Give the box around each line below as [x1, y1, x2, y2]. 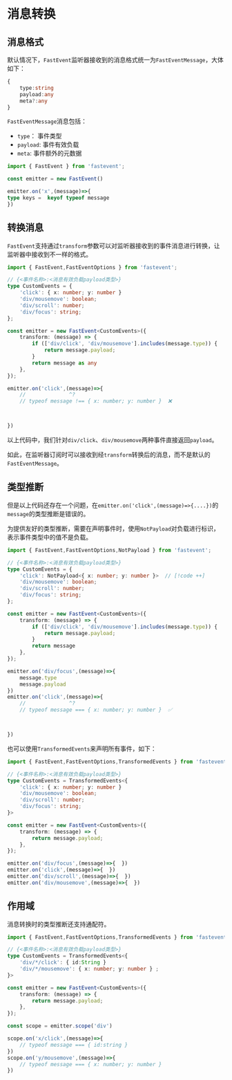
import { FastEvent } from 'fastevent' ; [7, 163, 126, 170]
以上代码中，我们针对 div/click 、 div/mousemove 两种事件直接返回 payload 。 [7, 436, 218, 444]
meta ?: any [19, 98, 48, 104]
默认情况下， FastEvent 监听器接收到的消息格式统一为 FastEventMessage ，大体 [7, 56, 224, 64]
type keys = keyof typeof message [7, 194, 110, 201]
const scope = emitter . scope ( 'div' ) [7, 1023, 113, 1029]
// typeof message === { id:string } [19, 1041, 128, 1048]
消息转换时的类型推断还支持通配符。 [7, 919, 110, 928]
